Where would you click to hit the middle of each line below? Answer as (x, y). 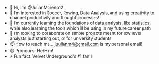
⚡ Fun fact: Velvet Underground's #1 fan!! (51, 56)
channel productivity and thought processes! (54, 18)
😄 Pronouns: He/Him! (31, 51)
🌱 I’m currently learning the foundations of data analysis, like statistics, (80, 23)
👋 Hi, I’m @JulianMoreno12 (36, 8)
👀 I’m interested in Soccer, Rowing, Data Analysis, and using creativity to (82, 13)
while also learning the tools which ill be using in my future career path (80, 28)
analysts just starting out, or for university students (60, 38)
